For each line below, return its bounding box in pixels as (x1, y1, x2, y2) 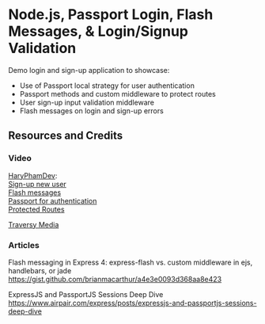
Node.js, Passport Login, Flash (8, 6, 214, 24)
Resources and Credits (8, 129, 123, 143)
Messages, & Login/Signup (8, 22, 188, 40)
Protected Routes (8, 204, 65, 214)
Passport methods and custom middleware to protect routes (19, 89, 216, 98)
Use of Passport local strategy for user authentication (19, 81, 195, 90)
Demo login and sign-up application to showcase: (8, 65, 170, 74)
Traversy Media (8, 219, 59, 229)
